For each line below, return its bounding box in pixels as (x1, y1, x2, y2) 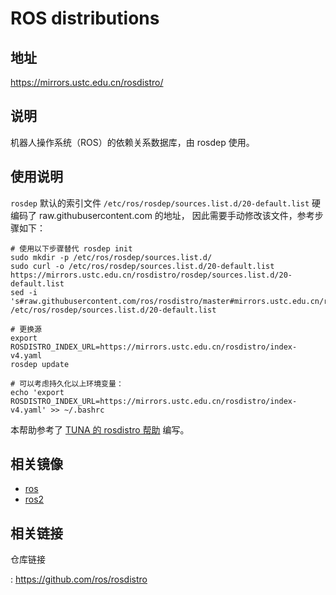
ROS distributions (10, 7, 160, 30)
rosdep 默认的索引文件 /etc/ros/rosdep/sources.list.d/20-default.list (10, 197, 310, 209)
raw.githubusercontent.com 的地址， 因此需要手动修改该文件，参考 (38, 209, 315, 221)
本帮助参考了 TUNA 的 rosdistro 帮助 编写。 (10, 423, 190, 436)
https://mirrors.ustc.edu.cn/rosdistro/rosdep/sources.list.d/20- (10, 270, 293, 280)
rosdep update (10, 359, 70, 369)
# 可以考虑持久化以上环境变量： (10, 378, 124, 389)
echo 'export (10, 387, 65, 397)
